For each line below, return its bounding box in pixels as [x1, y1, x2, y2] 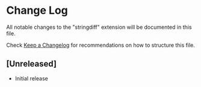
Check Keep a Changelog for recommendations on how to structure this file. [6, 41, 196, 49]
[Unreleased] [6, 59, 57, 69]
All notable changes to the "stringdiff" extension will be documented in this [6, 23, 192, 31]
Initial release [14, 74, 48, 82]
